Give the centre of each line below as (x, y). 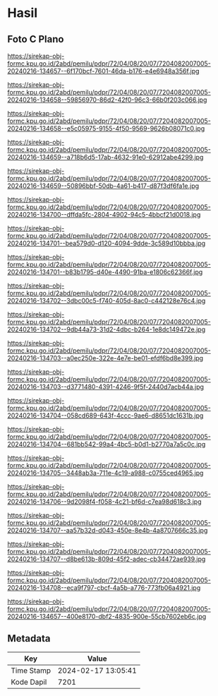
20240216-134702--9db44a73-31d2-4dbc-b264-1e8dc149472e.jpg (107, 329)
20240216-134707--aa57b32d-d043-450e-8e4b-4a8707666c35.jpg (108, 530)
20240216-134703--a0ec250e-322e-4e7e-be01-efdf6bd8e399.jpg (105, 358)
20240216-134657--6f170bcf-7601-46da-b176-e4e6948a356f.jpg (103, 71)
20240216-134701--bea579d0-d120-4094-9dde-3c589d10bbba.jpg (107, 243)
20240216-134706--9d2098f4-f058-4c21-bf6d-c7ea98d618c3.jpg (104, 502)
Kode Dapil (29, 682)
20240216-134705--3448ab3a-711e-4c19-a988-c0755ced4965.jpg (105, 473)
